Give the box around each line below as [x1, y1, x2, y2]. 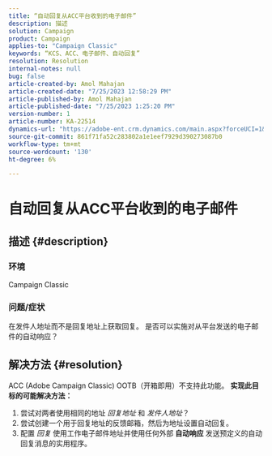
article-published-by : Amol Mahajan [8, 95, 132, 103]
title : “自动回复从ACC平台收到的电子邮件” [8, 11, 137, 20]
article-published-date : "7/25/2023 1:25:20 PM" [8, 102, 176, 110]
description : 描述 [8, 19, 68, 28]
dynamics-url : [8, 125, 57, 133]
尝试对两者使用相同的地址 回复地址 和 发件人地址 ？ [19, 408, 190, 418]
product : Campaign [8, 34, 70, 43]
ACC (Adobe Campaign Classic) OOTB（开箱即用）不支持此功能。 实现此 [8, 381, 253, 390]
